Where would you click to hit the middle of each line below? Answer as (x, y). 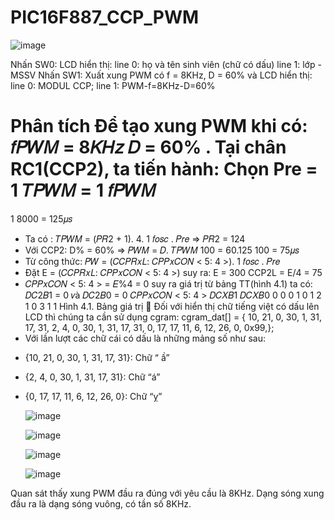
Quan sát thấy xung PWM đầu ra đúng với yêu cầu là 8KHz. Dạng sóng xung (167, 493)
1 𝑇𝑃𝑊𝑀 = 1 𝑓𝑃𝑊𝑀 (83, 190)
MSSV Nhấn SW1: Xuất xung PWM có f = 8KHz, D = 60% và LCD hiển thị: (161, 75)
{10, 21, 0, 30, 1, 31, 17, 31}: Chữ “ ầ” (97, 357)
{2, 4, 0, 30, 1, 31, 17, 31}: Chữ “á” (92, 377)
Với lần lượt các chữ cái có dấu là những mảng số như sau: (145, 338)
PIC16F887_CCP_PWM (105, 17)
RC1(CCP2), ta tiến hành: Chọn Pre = (164, 169)
